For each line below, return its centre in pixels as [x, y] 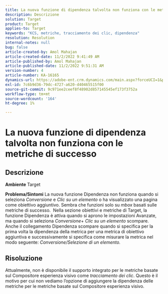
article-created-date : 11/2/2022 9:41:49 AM [52, 57]
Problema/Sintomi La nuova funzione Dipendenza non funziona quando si [82, 194]
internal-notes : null [28, 43]
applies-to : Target [25, 29]
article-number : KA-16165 [32, 75]
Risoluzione [24, 258]
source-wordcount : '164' [31, 99]
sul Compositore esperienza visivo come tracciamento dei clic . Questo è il [81, 275]
